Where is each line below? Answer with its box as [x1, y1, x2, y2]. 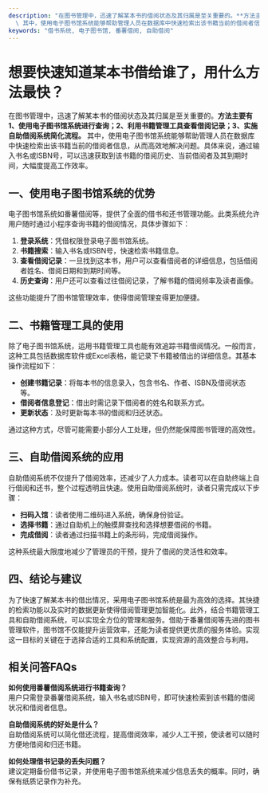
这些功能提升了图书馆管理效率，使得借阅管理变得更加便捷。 [8, 292, 204, 303]
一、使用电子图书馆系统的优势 [8, 186, 156, 200]
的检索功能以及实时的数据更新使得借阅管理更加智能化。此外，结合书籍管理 [8, 605, 253, 614]
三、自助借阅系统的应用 [8, 450, 124, 464]
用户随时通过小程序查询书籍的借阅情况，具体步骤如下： [8, 219, 190, 229]
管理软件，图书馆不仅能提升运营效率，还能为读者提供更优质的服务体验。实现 [8, 625, 260, 634]
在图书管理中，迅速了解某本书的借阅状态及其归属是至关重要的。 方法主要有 [8, 111, 253, 120]
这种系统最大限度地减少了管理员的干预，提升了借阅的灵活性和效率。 [8, 547, 232, 556]
